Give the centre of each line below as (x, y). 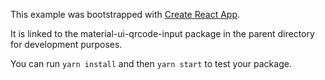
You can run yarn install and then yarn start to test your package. (151, 63)
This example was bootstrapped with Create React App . (125, 14)
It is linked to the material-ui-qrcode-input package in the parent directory (162, 33)
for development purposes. (66, 44)
